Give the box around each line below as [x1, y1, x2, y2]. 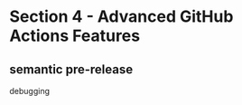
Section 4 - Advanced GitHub [9, 6, 234, 27]
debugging [9, 86, 51, 96]
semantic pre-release [9, 62, 134, 77]
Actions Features [9, 25, 141, 46]
